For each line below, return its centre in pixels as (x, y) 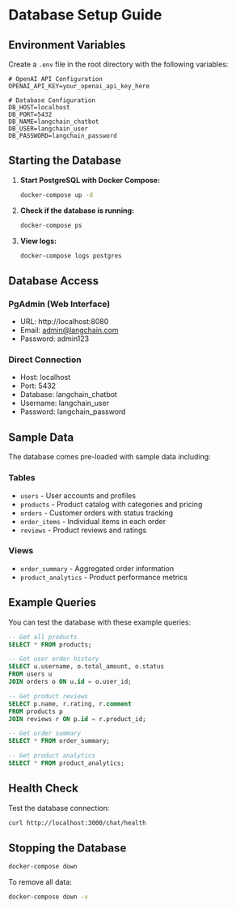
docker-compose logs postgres (71, 256)
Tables (22, 478)
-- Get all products (43, 637)
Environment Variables (67, 45)
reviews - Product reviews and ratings (83, 530)
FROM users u (30, 674)
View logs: (38, 241)
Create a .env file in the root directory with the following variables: (118, 64)
